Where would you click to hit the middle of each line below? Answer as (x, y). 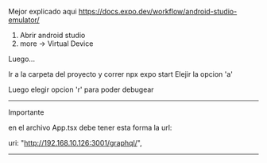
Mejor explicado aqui (43, 11)
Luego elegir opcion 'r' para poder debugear (81, 89)
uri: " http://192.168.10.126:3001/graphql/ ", (75, 143)
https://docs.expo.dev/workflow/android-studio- (158, 11)
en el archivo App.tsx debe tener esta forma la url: (90, 127)
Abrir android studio (52, 35)
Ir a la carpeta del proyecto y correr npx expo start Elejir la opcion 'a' (120, 74)
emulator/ (24, 20)
